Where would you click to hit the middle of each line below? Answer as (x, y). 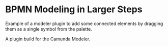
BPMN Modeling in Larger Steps (74, 9)
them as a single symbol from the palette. (49, 29)
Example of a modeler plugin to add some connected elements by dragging (84, 24)
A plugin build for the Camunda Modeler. (48, 39)
